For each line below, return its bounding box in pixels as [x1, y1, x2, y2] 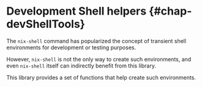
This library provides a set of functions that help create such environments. [6, 74, 196, 81]
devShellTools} [6, 17, 86, 31]
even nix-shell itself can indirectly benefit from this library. [6, 62, 156, 69]
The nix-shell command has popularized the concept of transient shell [6, 37, 187, 44]
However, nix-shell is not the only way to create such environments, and [6, 55, 192, 63]
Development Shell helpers [6, 4, 147, 18]
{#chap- [149, 4, 192, 18]
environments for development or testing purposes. [6, 44, 137, 51]
